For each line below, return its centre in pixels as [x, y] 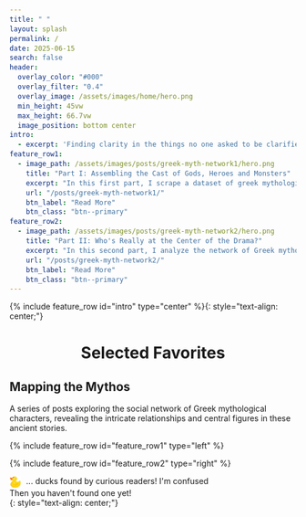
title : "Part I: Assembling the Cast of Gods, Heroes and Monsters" [158, 174]
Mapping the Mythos [70, 387]
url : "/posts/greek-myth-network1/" [96, 193]
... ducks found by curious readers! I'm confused [117, 481]
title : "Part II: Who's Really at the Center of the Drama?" [144, 241]
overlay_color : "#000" [61, 78]
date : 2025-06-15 [42, 48]
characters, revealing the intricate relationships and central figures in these [150, 418]
